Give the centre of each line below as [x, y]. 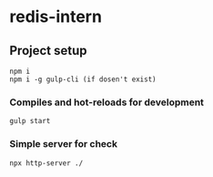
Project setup [49, 51]
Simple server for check [64, 144]
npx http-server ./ [46, 163]
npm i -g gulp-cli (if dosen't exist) [83, 79]
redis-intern [56, 17]
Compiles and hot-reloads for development [107, 102]
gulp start [30, 121]
